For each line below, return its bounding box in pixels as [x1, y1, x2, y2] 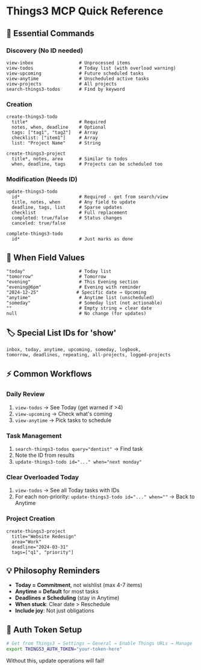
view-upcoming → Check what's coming [14, 410, 113, 417]
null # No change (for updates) [6, 311, 147, 317]
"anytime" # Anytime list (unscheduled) [6, 295, 155, 301]
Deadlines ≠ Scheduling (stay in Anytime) [14, 594, 120, 601]
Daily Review [6, 390, 45, 399]
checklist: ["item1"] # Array [11, 135, 98, 141]
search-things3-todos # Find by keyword [6, 86, 125, 92]
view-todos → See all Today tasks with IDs [14, 486, 120, 494]
